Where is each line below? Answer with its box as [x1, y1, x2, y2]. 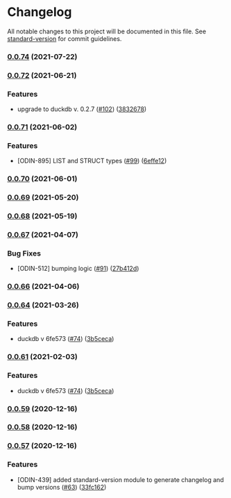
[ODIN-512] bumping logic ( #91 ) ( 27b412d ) [17, 265, 139, 273]
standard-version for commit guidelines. [7, 34, 122, 42]
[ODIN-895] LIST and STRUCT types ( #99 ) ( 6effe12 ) [17, 157, 167, 165]
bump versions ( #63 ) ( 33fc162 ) [17, 483, 107, 491]
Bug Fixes [7, 248, 42, 258]
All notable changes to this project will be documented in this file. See [7, 27, 207, 35]
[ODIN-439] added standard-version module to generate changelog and [17, 475, 224, 483]
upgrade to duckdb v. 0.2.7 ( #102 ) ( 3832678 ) [17, 105, 147, 113]
